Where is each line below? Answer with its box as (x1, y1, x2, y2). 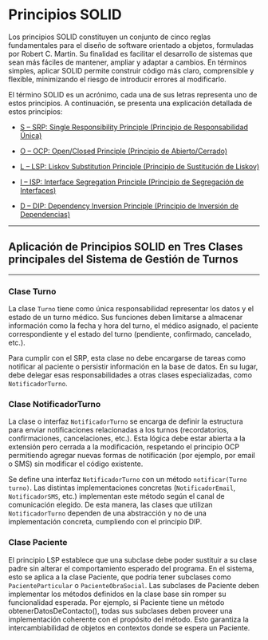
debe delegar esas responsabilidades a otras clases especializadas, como (8, 370, 253, 380)
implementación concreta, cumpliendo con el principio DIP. (8, 517, 203, 527)
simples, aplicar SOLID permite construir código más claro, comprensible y (8, 65, 254, 75)
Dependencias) (19, 209, 70, 219)
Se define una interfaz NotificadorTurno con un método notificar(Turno (8, 475, 247, 484)
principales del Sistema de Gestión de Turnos (8, 253, 238, 267)
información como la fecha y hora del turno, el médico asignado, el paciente (8, 321, 259, 330)
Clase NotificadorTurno (8, 398, 101, 409)
